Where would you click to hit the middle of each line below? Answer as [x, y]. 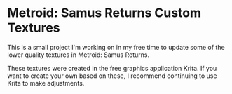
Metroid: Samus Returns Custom [104, 13]
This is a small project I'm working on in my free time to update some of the [116, 47]
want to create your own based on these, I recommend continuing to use [112, 76]
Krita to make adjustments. [46, 83]
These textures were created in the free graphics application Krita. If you [112, 68]
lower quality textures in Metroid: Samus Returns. [78, 55]
